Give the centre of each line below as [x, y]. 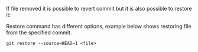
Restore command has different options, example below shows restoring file [99, 26]
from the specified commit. [39, 32]
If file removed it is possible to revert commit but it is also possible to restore [99, 9]
